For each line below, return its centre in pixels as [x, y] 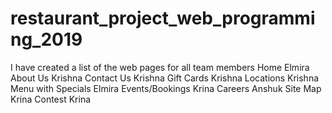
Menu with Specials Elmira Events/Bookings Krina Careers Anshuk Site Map [166, 88]
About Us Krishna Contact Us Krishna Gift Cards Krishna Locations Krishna [165, 78]
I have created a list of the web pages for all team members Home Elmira [160, 67]
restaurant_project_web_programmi [163, 18]
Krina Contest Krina [51, 99]
